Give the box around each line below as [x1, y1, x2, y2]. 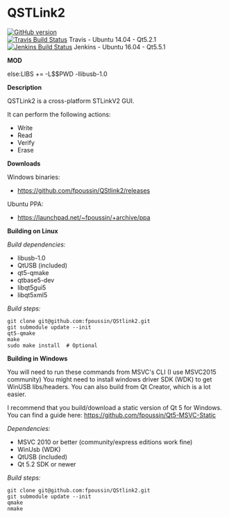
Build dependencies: [7, 240, 66, 249]
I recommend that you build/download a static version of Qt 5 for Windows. [7, 403, 222, 411]
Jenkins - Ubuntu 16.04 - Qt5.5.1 [74, 42, 166, 51]
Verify [17, 138, 35, 147]
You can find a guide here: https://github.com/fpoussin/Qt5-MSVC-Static [7, 411, 217, 419]
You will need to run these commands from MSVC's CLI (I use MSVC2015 [7, 368, 217, 376]
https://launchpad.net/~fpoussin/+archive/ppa [17, 213, 151, 221]
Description [7, 83, 42, 91]
